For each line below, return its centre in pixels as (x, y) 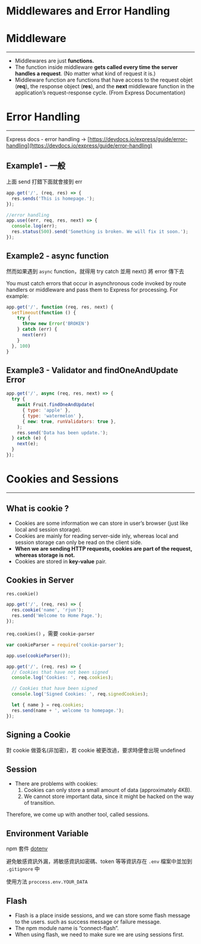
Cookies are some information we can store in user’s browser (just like (101, 523)
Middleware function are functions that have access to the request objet (104, 80)
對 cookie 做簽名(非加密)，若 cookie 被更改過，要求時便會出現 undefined (96, 750)
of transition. (39, 803)
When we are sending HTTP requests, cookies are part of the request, (103, 548)
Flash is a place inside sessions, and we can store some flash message (102, 915)
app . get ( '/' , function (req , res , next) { (60, 307)
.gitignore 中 (23, 869)
